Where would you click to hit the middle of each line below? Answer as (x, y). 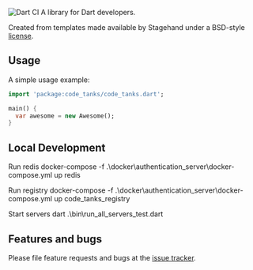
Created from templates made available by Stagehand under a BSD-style (126, 27)
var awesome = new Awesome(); (65, 116)
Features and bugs (55, 239)
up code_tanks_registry (92, 199)
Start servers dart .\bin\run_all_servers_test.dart (86, 214)
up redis (68, 175)
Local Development (57, 147)
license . (21, 36)
